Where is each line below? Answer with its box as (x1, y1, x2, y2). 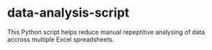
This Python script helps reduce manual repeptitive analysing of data (7, 28, 206, 36)
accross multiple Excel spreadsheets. (7, 35, 114, 43)
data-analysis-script (7, 5, 130, 21)
